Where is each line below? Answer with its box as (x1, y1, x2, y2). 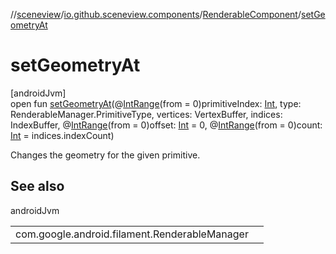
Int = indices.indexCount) (10, 129, 115, 141)
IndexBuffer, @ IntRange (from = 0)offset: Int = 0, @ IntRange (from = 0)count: (10, 119, 323, 131)
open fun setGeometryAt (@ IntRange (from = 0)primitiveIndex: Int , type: (10, 97, 302, 109)
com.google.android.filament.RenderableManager (15, 227, 249, 241)
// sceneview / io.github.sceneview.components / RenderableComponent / (10, 9, 302, 20)
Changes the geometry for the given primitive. (10, 149, 201, 161)
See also (10, 178, 65, 195)
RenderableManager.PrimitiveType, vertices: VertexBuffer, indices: (10, 108, 283, 120)
